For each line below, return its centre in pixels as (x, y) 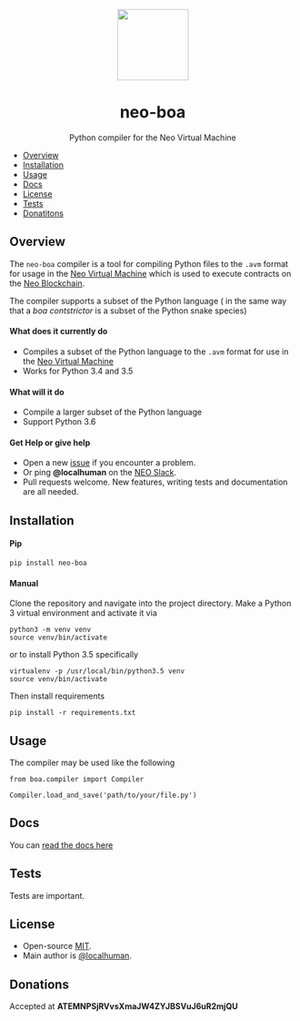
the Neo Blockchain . (47, 283)
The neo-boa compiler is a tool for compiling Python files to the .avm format (149, 263)
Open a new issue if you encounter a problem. (109, 463)
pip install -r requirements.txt (73, 713)
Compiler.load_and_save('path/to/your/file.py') (103, 795)
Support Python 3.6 (59, 422)
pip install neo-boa (49, 563)
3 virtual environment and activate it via (83, 613)
